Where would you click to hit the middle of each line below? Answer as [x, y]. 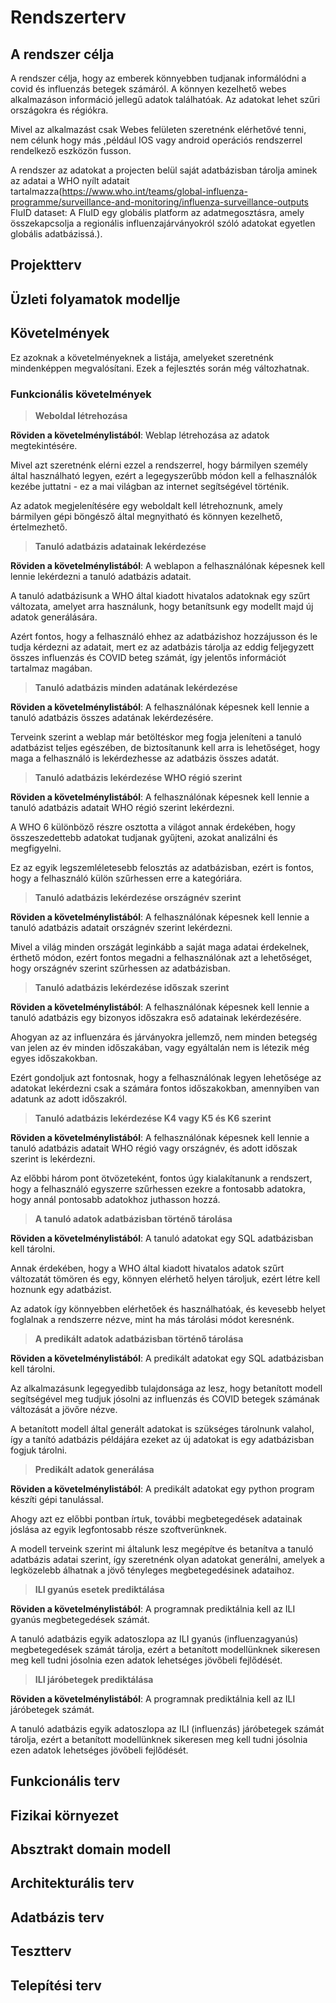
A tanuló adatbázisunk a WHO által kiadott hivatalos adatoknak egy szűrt [160, 595]
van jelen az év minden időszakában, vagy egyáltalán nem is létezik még [160, 1047]
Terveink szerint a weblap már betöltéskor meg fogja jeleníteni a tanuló [156, 737]
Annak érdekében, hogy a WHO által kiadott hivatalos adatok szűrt [147, 1268]
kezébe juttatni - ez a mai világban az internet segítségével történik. [150, 486]
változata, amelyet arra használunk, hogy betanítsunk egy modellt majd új [162, 606]
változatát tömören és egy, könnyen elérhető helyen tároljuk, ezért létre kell [165, 1278]
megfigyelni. [36, 848]
